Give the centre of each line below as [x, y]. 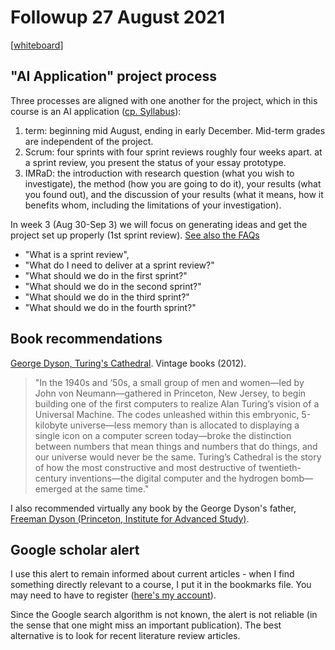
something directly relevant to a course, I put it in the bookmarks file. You [161, 585]
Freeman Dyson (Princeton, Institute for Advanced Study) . [130, 518]
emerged [53, 488]
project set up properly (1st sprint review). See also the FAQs [135, 235]
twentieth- [280, 467]
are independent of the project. [89, 141]
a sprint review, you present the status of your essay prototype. [155, 162]
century [51, 478]
